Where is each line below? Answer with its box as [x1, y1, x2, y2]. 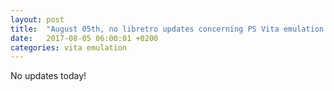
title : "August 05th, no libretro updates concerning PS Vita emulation [10, 24, 325, 34]
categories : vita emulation [10, 42, 128, 53]
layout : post [10, 14, 65, 25]
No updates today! [10, 70, 87, 82]
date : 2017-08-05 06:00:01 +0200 [10, 33, 159, 43]
